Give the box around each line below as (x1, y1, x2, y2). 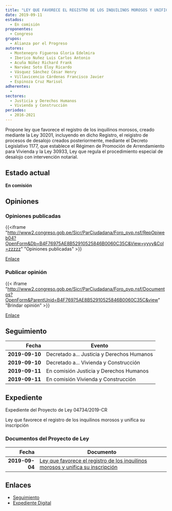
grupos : (5, 36, 22, 42)
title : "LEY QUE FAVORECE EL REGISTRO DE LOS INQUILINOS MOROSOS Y (5, 7, 153, 13)
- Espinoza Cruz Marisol (10, 79, 63, 84)
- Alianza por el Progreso (10, 41, 68, 46)
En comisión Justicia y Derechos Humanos (46, 367, 149, 375)
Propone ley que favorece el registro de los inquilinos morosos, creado (5, 126, 155, 132)
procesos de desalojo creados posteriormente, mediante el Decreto (5, 137, 148, 144)
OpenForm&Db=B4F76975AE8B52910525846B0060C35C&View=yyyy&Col (5, 241, 164, 247)
